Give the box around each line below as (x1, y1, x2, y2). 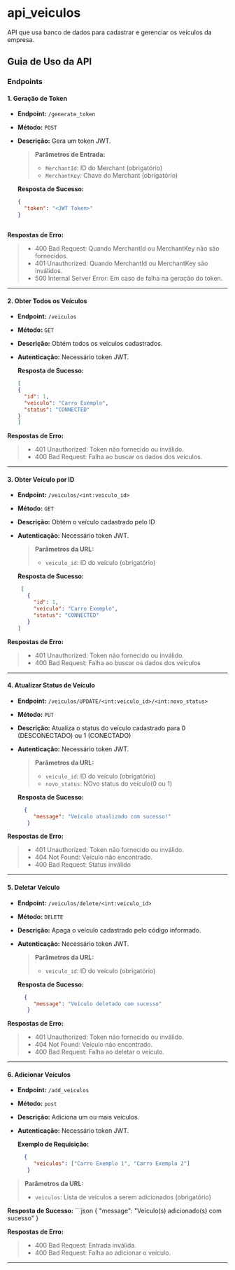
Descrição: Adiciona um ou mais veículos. (17, 1113, 140, 1122)
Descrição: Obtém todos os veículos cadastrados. (17, 340, 163, 348)
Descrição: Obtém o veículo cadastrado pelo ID (17, 518, 155, 526)
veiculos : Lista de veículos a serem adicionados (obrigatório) (34, 1193, 212, 1201)
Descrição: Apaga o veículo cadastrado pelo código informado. (17, 926, 201, 934)
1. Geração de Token (7, 94, 68, 102)
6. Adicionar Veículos (7, 1070, 71, 1079)
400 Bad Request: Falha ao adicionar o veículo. (34, 1248, 171, 1257)
